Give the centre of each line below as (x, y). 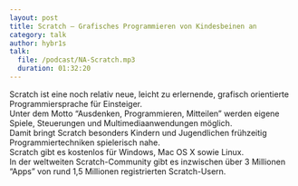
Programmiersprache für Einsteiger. (76, 103)
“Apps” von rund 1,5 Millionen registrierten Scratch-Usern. (118, 171)
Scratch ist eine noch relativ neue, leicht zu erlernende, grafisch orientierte (149, 94)
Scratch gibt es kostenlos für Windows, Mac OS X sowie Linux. (127, 152)
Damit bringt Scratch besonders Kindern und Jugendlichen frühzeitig (138, 132)
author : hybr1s (38, 43)
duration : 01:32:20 (54, 69)
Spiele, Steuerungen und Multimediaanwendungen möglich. (121, 122)
